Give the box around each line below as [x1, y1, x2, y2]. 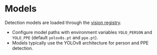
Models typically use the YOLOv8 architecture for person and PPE [12, 39, 149, 45]
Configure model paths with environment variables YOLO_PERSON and [12, 29, 152, 35]
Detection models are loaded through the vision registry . [5, 19, 122, 25]
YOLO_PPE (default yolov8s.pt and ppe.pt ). [12, 34, 99, 40]
